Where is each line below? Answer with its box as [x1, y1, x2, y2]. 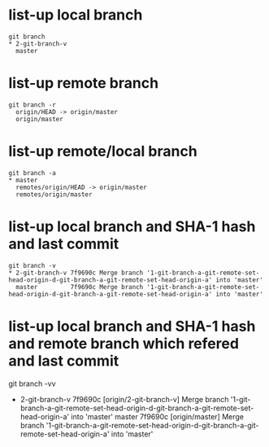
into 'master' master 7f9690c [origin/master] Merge [71, 411, 244, 421]
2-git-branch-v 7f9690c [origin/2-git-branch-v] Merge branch [20, 394, 229, 404]
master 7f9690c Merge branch [15, 283, 144, 291]
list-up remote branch [8, 74, 159, 93]
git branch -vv [8, 379, 56, 388]
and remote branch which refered [8, 334, 240, 353]
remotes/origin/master [15, 190, 93, 199]
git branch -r [8, 100, 57, 109]
